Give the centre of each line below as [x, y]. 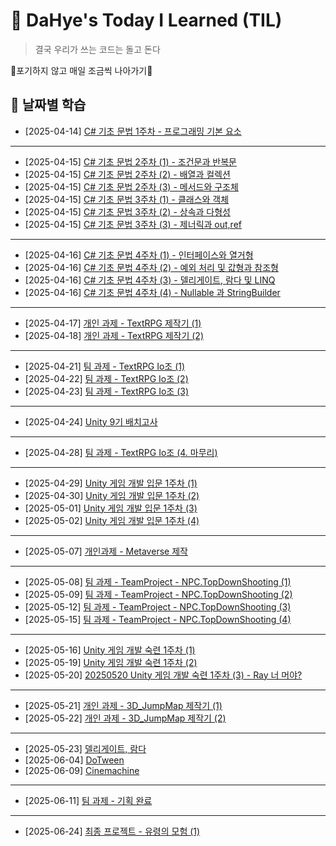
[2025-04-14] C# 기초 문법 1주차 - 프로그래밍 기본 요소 [133, 131]
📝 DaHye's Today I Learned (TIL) [146, 20]
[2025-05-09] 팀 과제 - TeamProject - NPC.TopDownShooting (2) [158, 594]
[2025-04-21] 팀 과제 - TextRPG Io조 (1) [105, 366]
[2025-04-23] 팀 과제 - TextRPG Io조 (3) [106, 391]
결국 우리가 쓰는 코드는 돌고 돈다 [97, 49]
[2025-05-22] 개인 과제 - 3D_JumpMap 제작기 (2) [125, 718]
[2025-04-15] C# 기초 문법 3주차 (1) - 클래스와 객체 [127, 199]
